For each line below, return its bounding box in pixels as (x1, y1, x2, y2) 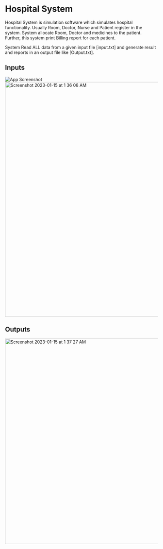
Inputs (5, 64, 25, 72)
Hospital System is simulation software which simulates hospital (5, 19, 133, 25)
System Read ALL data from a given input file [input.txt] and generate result (5, 44, 156, 50)
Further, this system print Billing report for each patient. (5, 35, 116, 41)
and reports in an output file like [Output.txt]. (5, 50, 95, 55)
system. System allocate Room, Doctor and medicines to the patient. (5, 30, 142, 35)
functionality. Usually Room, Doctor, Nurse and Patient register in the (5, 24, 143, 30)
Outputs (5, 325, 31, 333)
